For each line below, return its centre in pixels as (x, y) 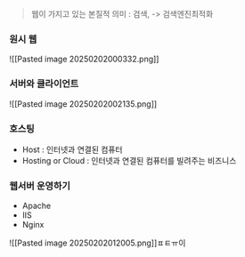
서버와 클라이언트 (44, 84)
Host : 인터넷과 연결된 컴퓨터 (72, 149)
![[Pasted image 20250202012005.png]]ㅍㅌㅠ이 (98, 243)
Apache (37, 206)
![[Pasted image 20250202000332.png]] (84, 59)
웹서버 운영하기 (40, 186)
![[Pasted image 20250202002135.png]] (83, 104)
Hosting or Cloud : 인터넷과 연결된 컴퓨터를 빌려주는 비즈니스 (129, 160)
